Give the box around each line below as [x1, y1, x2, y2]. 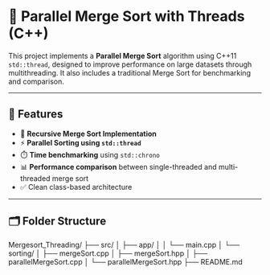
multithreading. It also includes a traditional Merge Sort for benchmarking [8, 68, 252, 77]
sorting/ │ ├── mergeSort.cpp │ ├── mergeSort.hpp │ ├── [8, 248, 208, 258]
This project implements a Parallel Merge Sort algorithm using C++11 [8, 51, 237, 60]
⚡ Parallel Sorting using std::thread [19, 137, 142, 147]
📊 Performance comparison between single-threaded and [19, 162, 217, 171]
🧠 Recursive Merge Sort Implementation [19, 129, 157, 138]
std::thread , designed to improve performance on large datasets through [8, 60, 252, 69]
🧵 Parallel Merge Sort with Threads [8, 7, 245, 26]
